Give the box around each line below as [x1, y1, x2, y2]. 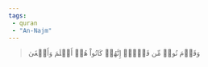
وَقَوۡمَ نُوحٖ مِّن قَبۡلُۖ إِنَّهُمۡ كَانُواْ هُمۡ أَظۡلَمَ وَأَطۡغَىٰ [27, 49, 201, 58]
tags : [8, 11, 27, 20]
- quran [11, 19, 38, 27]
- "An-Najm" [11, 26, 52, 34]
